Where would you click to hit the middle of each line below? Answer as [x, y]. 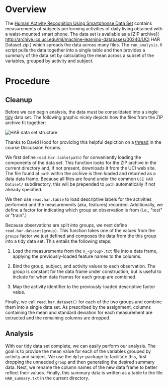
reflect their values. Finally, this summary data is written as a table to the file [84, 372]
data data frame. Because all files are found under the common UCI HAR [79, 179]
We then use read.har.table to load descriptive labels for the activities [78, 199]
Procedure [28, 81]
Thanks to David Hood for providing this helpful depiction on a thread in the [83, 142]
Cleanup [19, 100]
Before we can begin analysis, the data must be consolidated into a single [81, 112]
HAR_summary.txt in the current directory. [47, 378]
